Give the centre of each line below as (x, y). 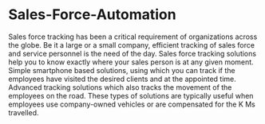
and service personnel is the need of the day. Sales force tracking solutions (132, 53)
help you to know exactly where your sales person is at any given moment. (131, 62)
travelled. (24, 112)
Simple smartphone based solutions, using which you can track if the (122, 70)
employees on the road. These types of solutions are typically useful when (131, 95)
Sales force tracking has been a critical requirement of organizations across (133, 37)
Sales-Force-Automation (93, 15)
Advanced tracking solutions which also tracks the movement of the (120, 87)
